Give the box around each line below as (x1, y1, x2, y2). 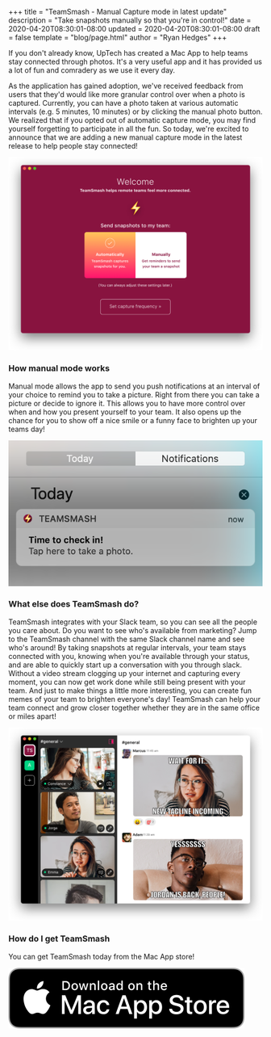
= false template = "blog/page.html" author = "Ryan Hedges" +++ (8, 32, 227, 42)
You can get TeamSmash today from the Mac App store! (8, 951, 195, 961)
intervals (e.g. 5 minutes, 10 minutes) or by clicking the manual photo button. (8, 107, 263, 116)
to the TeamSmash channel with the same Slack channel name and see (8, 634, 245, 644)
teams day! (8, 424, 46, 434)
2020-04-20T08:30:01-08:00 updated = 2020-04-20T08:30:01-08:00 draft (8, 24, 261, 33)
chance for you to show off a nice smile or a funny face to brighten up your (8, 415, 258, 425)
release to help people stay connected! (8, 141, 139, 150)
